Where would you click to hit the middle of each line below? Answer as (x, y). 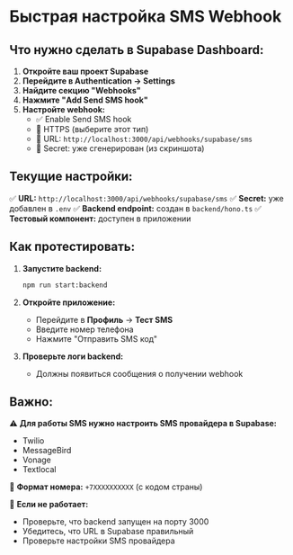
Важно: (31, 402)
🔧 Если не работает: (49, 505)
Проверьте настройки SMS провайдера (98, 541)
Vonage (37, 460)
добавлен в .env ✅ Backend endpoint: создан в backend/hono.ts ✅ (136, 208)
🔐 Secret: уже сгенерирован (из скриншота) (120, 148)
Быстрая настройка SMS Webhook (146, 17)
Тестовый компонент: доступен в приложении (100, 219)
